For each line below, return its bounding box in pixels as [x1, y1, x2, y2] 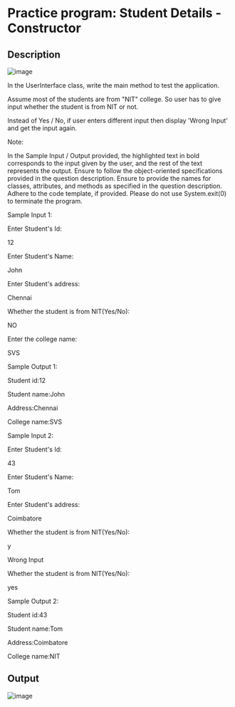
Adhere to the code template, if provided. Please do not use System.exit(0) [7, 189, 227, 197]
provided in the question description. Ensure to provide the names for [7, 174, 211, 182]
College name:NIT [7, 652, 61, 660]
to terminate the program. [7, 197, 83, 205]
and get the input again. [7, 124, 77, 132]
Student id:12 [7, 376, 46, 384]
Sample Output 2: [7, 597, 59, 605]
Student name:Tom [7, 624, 63, 633]
